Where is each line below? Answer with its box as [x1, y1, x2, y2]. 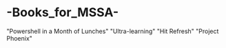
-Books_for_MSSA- [6, 5, 119, 20]
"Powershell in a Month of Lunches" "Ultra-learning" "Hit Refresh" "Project [6, 27, 219, 35]
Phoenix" [6, 34, 32, 42]
